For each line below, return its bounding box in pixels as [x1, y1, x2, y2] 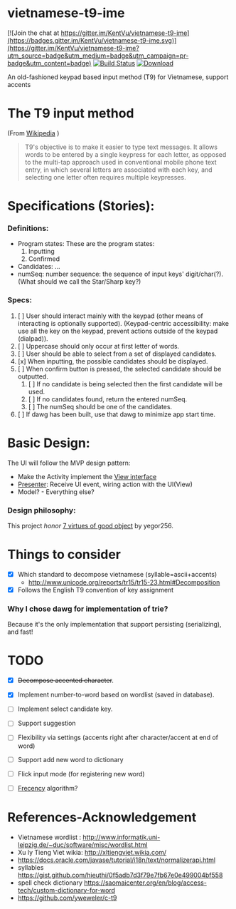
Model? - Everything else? [17, 487, 95, 496]
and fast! [7, 627, 33, 636]
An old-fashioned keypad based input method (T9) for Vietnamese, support [7, 73, 229, 81]
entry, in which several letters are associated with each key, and [24, 165, 213, 174]
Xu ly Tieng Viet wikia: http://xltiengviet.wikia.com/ [17, 848, 167, 856]
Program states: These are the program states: [17, 240, 155, 248]
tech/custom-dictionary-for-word [17, 885, 116, 894]
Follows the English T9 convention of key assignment [17, 585, 174, 594]
